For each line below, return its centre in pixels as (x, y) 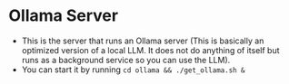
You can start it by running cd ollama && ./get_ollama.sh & (134, 70)
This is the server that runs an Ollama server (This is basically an (143, 41)
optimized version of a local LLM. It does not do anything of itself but (150, 50)
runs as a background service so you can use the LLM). (126, 60)
